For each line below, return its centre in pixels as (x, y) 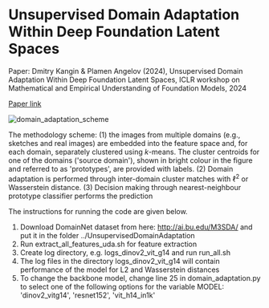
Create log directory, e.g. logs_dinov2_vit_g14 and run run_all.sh (125, 252)
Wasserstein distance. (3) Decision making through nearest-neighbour (125, 187)
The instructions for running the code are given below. (98, 211)
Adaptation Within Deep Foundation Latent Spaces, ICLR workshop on (124, 79)
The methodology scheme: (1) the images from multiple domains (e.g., (124, 135)
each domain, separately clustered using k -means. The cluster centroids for (134, 152)
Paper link (25, 103)
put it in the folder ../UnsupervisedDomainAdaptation (107, 235)
